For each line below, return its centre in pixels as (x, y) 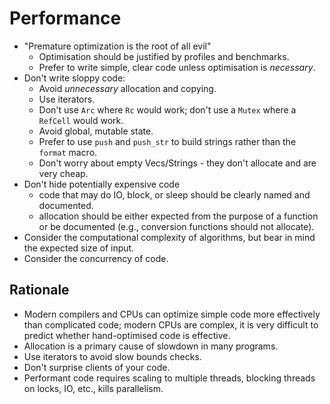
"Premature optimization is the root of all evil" (117, 46)
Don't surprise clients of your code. (97, 367)
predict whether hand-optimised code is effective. (127, 335)
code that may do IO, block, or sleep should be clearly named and (174, 194)
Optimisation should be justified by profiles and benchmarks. (164, 56)
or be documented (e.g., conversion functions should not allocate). (176, 226)
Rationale (39, 290)
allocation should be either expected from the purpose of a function (178, 216)
